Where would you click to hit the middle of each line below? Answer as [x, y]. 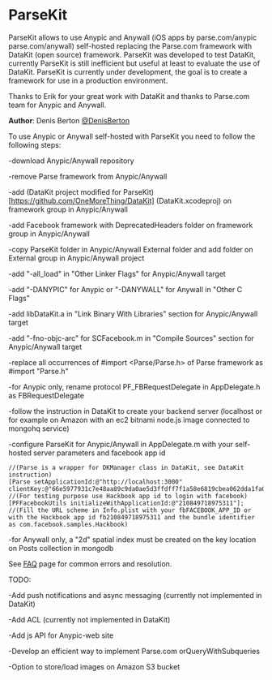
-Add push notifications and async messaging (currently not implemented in [135, 595]
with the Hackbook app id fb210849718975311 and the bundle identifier [132, 517]
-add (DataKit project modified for [65, 192]
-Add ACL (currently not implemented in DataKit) [89, 619]
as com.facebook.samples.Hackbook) [68, 524]
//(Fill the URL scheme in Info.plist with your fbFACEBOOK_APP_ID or [130, 510]
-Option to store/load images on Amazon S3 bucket [94, 666]
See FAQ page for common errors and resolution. [90, 564]
